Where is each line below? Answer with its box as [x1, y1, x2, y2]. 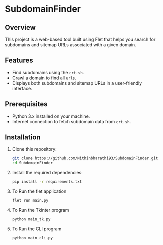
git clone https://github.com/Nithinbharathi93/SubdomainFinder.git [12, 156, 158, 161]
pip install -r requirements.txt [12, 179, 82, 184]
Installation [5, 133, 41, 142]
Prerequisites [5, 100, 48, 108]
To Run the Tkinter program [12, 207, 69, 213]
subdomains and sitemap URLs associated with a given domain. [5, 42, 136, 48]
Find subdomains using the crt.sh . [12, 69, 84, 75]
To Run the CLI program [12, 226, 62, 232]
